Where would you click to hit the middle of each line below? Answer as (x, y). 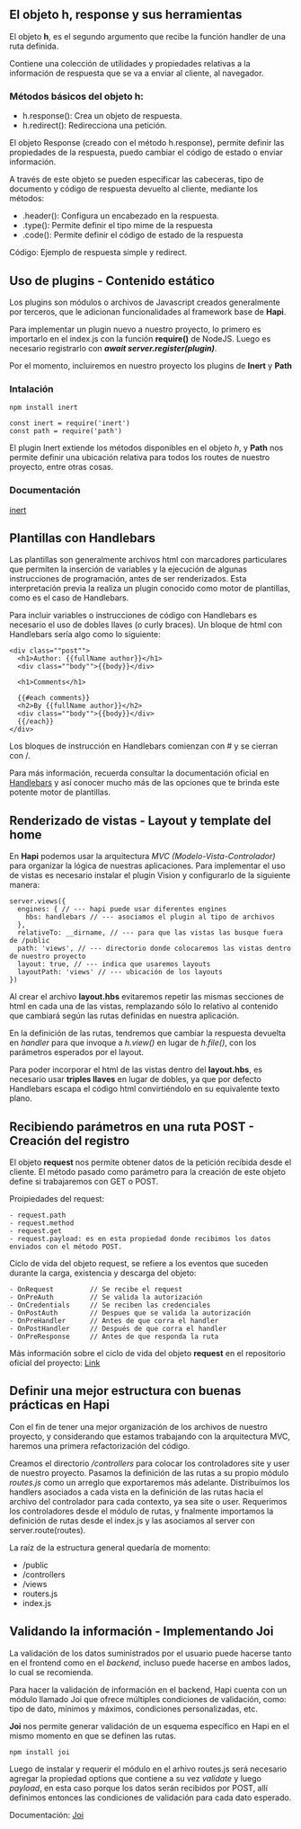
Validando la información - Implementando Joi (142, 1632)
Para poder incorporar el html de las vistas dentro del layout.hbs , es (136, 1070)
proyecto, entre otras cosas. (62, 467)
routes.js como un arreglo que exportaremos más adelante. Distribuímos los (150, 1482)
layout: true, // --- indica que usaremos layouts (114, 964)
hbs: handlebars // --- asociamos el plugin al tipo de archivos (150, 917)
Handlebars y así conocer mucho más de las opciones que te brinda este (145, 783)
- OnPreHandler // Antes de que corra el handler (114, 1320)
